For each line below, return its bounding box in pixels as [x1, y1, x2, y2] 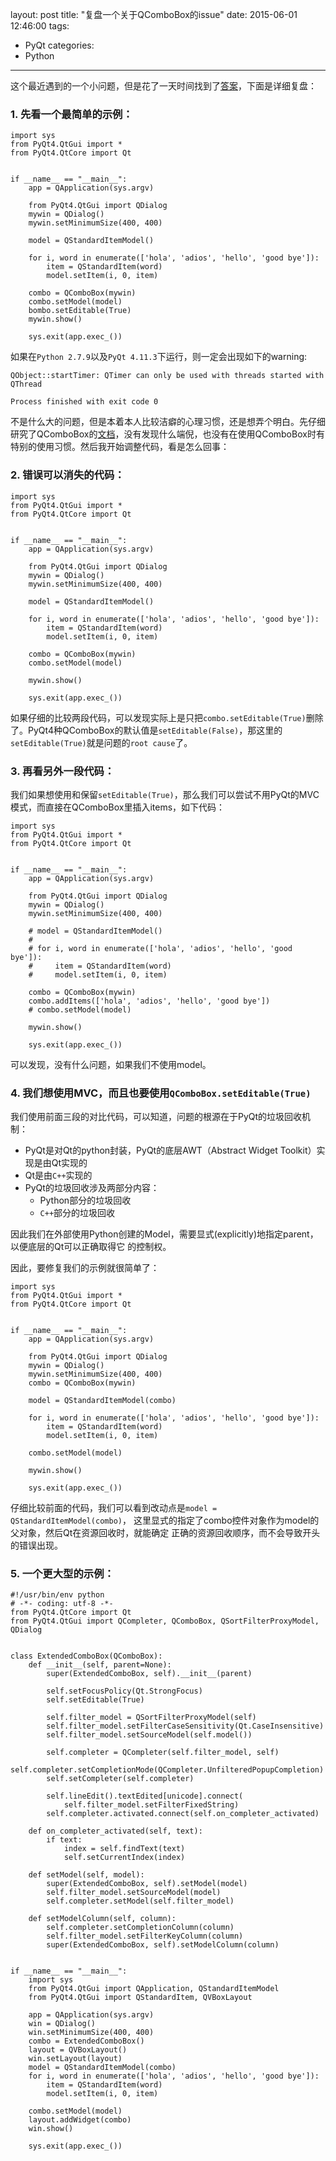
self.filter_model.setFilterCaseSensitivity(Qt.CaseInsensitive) [46, 1721, 325, 1732]
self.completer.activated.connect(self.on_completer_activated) [46, 1809, 320, 1819]
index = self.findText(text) [63, 1844, 186, 1854]
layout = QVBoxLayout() [28, 2045, 128, 2055]
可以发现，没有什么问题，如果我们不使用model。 [10, 1058, 212, 1070]
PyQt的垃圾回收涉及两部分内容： [24, 1182, 160, 1194]
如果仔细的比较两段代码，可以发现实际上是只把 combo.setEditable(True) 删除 [10, 711, 324, 723]
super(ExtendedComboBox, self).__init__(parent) [46, 1669, 253, 1679]
